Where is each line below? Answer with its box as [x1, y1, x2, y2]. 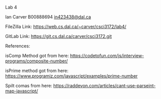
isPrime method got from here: [5, 67, 69, 73]
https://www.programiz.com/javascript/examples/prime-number [5, 73, 138, 79]
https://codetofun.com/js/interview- [70, 52, 144, 58]
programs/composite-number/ [5, 58, 68, 64]
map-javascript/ [5, 88, 39, 94]
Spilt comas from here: [5, 82, 53, 88]
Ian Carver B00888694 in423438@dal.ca [5, 14, 91, 19]
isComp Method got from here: [5, 52, 69, 58]
